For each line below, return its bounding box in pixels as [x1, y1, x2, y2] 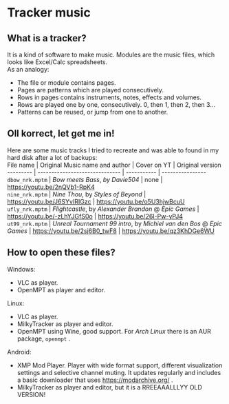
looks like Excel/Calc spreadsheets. [7, 58, 108, 66]
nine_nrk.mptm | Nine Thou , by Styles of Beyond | [7, 190, 146, 198]
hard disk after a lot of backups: [7, 153, 98, 161]
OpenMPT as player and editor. [17, 285, 105, 294]
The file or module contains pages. [17, 79, 116, 87]
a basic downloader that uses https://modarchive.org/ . [17, 376, 173, 384]
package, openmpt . [17, 334, 71, 343]
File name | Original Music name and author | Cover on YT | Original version [7, 161, 221, 169]
